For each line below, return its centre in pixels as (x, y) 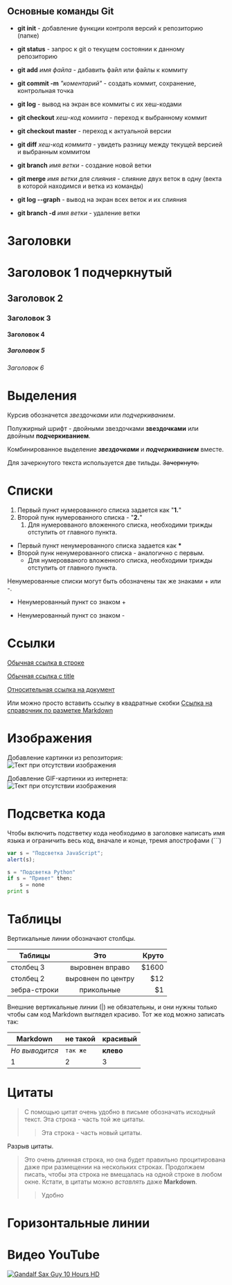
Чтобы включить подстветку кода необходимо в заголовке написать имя (116, 833)
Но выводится (35, 1050)
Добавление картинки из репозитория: (65, 757)
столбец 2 (28, 978)
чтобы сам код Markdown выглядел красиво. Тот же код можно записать (116, 1014)
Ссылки (31, 644)
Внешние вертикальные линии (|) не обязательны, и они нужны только (112, 1007)
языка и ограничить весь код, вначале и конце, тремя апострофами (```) (114, 840)
